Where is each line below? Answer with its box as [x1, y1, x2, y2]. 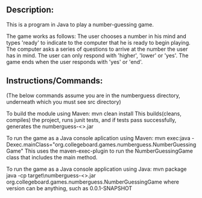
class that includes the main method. [6, 153, 98, 161]
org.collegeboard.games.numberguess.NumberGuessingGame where [6, 178, 180, 185]
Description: [6, 5, 54, 15]
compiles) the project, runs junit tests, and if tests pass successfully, [6, 116, 177, 123]
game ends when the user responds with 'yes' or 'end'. [6, 58, 143, 65]
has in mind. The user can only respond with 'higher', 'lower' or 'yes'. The [6, 51, 189, 59]
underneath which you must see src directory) [6, 98, 122, 105]
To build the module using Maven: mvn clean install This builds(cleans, [6, 110, 182, 117]
